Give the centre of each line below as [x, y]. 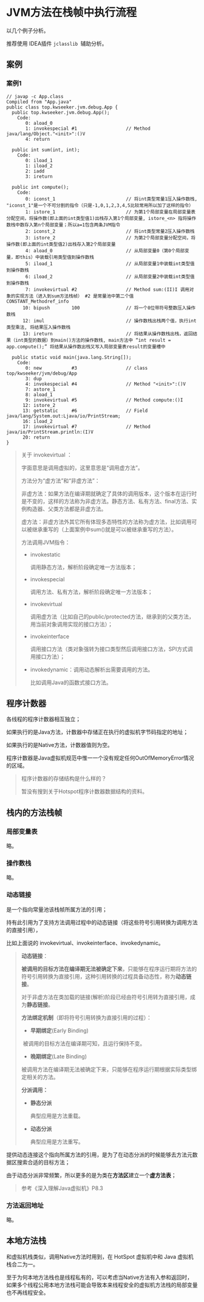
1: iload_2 [39, 166]
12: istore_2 [39, 405]
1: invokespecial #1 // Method [88, 129]
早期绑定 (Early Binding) [59, 1030]
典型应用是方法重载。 [57, 1116]
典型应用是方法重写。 [57, 1141]
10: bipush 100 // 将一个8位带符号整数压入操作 [109, 308]
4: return [38, 139]
